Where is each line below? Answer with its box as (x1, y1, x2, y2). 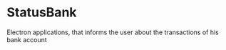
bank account (6, 35, 47, 44)
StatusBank (6, 4, 77, 21)
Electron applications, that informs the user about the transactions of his (6, 28, 219, 36)
